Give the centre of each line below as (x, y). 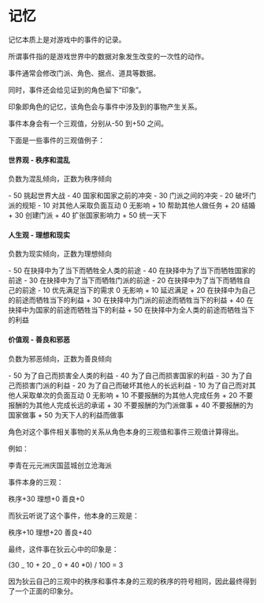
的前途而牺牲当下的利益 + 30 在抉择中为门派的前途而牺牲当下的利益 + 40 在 (131, 300)
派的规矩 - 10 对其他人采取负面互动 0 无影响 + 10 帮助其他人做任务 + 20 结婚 (132, 205)
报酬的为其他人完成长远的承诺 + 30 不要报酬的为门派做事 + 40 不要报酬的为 (131, 405)
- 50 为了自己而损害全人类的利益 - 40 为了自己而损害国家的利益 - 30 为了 (127, 375)
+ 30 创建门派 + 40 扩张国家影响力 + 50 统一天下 (87, 215)
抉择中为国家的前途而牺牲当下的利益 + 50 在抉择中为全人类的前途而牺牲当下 (132, 310)
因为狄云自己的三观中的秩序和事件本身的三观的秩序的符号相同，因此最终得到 (132, 581)
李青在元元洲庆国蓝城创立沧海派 (60, 465)
